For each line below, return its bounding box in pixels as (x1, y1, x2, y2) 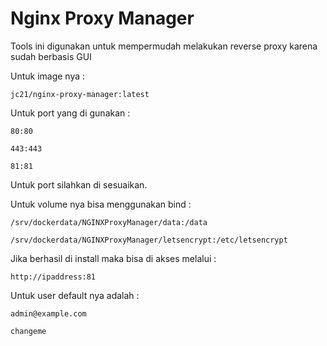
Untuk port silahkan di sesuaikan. (10, 178, 148, 191)
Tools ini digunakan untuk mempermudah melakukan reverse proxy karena (10, 40, 318, 52)
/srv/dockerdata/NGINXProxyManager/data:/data (10, 217, 208, 227)
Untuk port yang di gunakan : (10, 107, 131, 119)
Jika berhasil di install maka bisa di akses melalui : (10, 252, 217, 264)
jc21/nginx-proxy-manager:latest (10, 89, 150, 99)
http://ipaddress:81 (10, 272, 97, 282)
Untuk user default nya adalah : (10, 289, 140, 301)
